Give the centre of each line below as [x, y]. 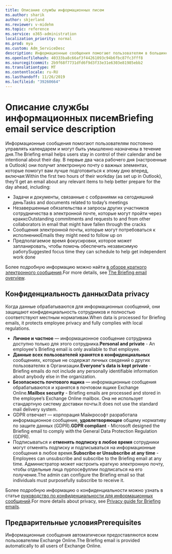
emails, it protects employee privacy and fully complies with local [74, 323]
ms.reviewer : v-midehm [29, 24]
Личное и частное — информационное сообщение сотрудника [82, 338]
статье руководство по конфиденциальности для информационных [79, 495]
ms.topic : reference [27, 29]
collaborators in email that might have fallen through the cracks [79, 224]
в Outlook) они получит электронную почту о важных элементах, [77, 165]
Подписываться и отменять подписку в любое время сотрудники [86, 442]
